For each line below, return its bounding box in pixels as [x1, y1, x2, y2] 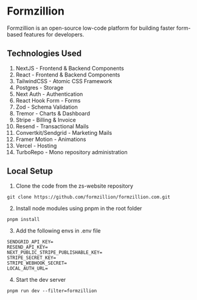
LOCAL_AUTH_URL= [7, 265, 48, 271]
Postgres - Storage [15, 84, 64, 91]
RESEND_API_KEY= [7, 244, 48, 250]
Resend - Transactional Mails [15, 123, 89, 130]
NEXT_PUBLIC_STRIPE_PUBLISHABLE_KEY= [7, 249, 103, 256]
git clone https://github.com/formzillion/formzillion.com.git [7, 194, 171, 200]
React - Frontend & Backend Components [15, 71, 120, 78]
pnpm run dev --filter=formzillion [7, 287, 97, 294]
